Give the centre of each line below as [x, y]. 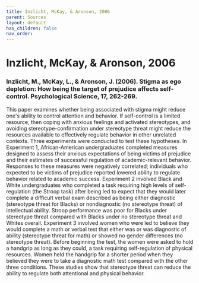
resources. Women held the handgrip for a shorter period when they [90, 254]
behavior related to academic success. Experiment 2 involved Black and [94, 179]
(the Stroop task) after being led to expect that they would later [109, 191]
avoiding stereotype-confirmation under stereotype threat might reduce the [99, 128]
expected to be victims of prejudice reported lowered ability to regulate [93, 172]
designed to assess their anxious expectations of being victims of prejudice [99, 153]
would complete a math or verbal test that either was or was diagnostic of [96, 229]
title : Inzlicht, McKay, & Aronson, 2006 [58, 12]
